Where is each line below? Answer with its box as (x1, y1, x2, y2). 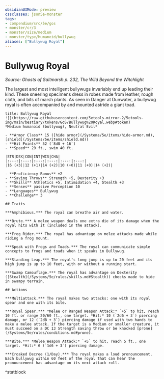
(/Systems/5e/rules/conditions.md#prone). (5, 330, 93, 335)
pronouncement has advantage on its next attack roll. (5, 360, 120, 365)
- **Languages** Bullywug (5, 189, 58, 193)
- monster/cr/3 (5, 26, 36, 30)
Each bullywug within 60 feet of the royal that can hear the (5, 356, 135, 361)
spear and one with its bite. (5, 300, 67, 305)
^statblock (5, 369, 26, 375)
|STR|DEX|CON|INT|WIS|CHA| (5, 154, 60, 159)
